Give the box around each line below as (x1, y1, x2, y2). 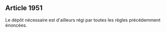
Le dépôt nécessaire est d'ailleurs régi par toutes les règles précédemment (5, 17, 161, 23)
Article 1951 (5, 4, 43, 12)
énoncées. (5, 22, 27, 28)
